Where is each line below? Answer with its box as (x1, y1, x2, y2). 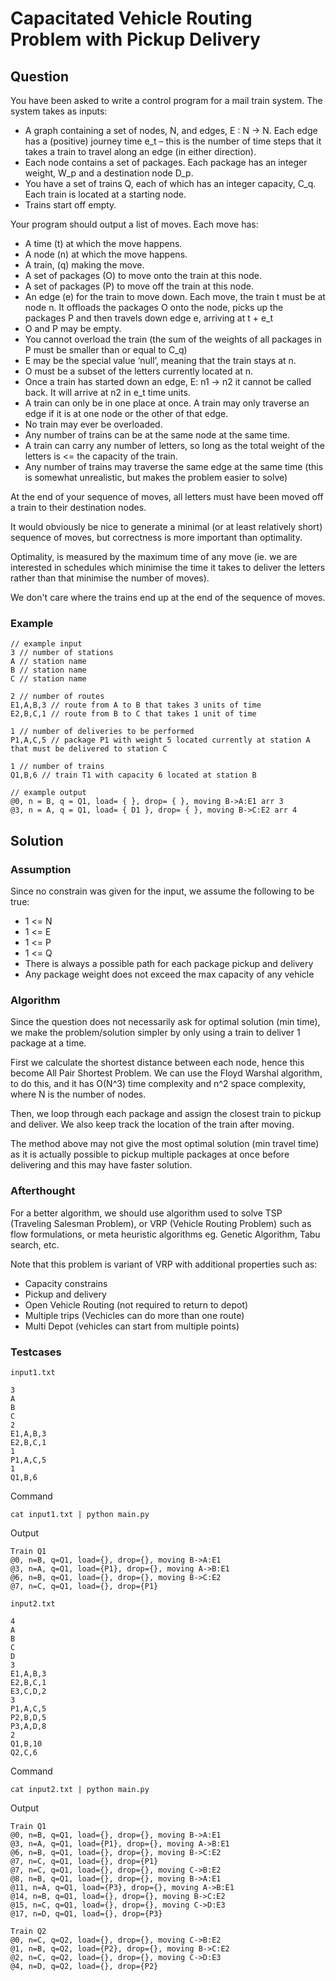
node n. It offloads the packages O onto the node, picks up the (24, 302, 284, 313)
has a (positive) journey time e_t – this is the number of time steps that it (24, 135, 322, 147)
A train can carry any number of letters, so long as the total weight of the (24, 440, 325, 451)
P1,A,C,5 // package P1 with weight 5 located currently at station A (10, 735, 311, 746)
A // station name (10, 657, 87, 667)
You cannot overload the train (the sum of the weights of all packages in (24, 333, 322, 345)
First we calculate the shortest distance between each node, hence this (10, 1057, 305, 1069)
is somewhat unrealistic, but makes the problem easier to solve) (24, 472, 288, 483)
